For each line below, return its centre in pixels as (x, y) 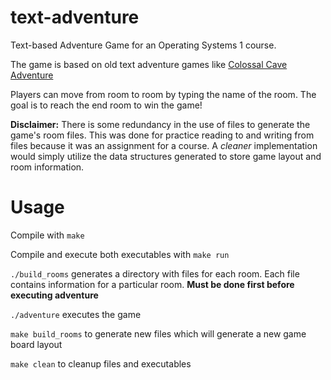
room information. (47, 167)
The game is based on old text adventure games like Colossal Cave (149, 64)
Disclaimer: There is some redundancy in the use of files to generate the (160, 124)
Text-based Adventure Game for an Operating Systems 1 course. (143, 45)
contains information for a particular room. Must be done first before (152, 284)
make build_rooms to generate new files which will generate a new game (158, 333)
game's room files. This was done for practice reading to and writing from (162, 135)
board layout (36, 344)
